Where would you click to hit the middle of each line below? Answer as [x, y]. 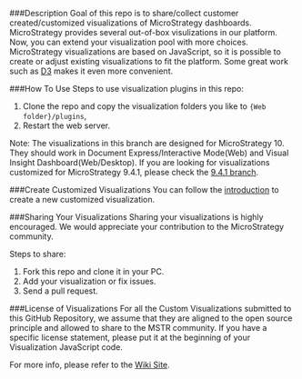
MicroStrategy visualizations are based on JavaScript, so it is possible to [146, 52]
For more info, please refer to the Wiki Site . [90, 364]
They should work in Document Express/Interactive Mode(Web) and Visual [149, 153]
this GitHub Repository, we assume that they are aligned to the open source [151, 318]
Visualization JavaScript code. [66, 347]
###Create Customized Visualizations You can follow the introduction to [144, 189]
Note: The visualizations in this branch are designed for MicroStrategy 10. [147, 143]
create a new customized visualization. [82, 199]
